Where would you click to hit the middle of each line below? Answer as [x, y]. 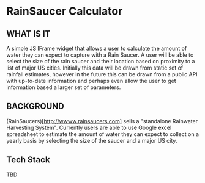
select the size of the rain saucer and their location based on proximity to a [101, 61]
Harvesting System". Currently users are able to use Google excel [89, 127]
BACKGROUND [35, 106]
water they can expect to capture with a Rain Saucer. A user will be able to [100, 55]
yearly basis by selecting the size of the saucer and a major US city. [92, 140]
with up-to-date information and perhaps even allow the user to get [91, 81]
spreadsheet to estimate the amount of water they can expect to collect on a [102, 134]
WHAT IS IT [28, 34]
